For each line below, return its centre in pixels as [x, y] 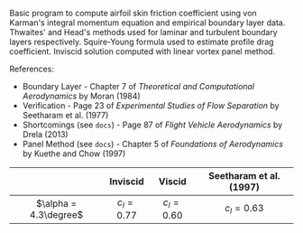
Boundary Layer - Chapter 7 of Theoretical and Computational [138, 86]
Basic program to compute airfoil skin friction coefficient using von [133, 13]
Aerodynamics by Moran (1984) [82, 96]
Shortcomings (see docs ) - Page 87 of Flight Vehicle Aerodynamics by [152, 125]
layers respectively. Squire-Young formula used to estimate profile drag [142, 42]
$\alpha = [56, 203]
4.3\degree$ [57, 214]
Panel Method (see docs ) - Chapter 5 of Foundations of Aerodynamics [153, 144]
